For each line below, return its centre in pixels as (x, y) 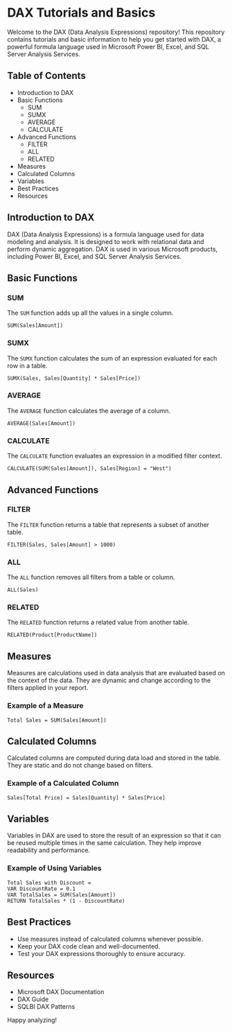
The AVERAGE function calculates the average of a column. (89, 410)
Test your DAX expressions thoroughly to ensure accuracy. (101, 953)
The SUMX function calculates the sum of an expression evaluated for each (112, 358)
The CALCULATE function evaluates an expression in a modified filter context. (115, 456)
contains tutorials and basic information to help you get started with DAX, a (114, 39)
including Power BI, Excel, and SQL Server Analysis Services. (95, 256)
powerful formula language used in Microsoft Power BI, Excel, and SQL (108, 46)
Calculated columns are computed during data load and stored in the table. (114, 758)
